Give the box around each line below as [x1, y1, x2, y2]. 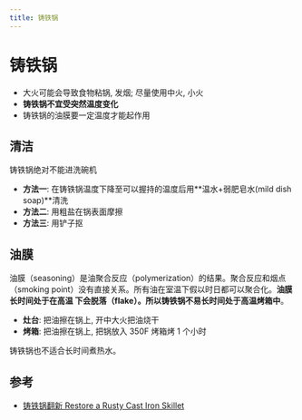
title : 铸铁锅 [9, 13, 59, 23]
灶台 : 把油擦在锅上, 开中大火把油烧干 [22, 315, 160, 326]
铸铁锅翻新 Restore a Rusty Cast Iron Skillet [22, 400, 185, 411]
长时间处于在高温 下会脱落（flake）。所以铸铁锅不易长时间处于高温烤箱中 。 [9, 296, 288, 307]
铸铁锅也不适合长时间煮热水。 [9, 346, 121, 357]
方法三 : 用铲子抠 [22, 218, 83, 229]
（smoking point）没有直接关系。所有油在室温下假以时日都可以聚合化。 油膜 [9, 284, 293, 295]
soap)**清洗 [22, 195, 69, 206]
